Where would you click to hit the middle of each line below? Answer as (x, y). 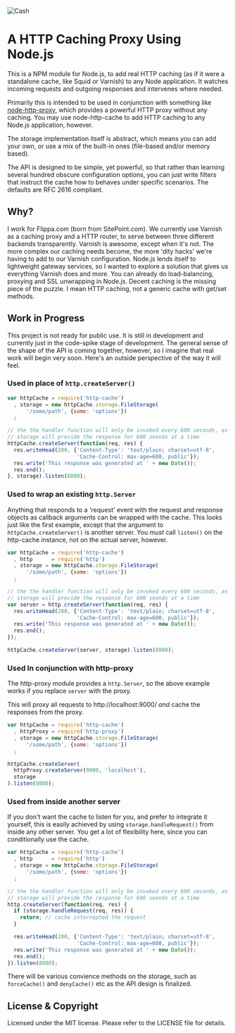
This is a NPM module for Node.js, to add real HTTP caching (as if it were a (116, 73)
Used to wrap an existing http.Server (71, 495)
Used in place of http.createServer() (71, 383)
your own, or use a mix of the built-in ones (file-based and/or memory (109, 146)
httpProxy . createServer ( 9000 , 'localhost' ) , (80, 771)
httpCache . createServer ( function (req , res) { (75, 444)
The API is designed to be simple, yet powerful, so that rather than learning (116, 167)
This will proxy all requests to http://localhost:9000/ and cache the (104, 705)
